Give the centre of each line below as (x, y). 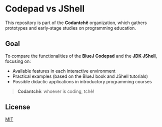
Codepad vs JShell (45, 9)
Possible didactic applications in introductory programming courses (82, 81)
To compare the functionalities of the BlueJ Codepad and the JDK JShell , (81, 56)
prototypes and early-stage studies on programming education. (71, 28)
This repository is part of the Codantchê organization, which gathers (76, 23)
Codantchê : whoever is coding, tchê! (56, 91)
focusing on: (18, 61)
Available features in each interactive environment (64, 71)
